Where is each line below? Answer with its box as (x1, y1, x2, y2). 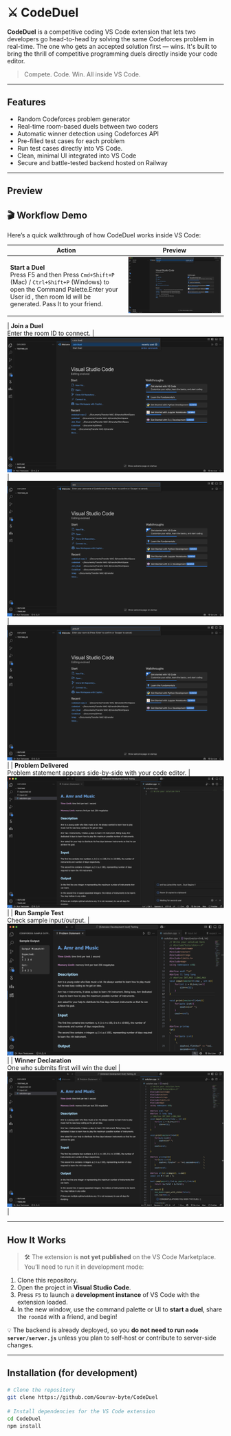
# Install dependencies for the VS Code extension (7, 1408, 155, 1415)
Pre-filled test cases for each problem (16, 136, 125, 145)
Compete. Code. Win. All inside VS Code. (23, 70, 141, 78)
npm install (7, 1423, 41, 1430)
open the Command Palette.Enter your (10, 285, 118, 293)
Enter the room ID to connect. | (7, 329, 95, 338)
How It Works (7, 1234, 67, 1246)
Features (7, 96, 46, 108)
